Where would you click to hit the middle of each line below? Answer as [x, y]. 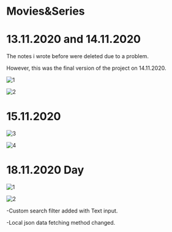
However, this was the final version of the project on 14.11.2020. [86, 68]
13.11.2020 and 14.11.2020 [73, 39]
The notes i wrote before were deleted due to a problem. [77, 56]
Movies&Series [46, 11]
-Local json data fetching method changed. [61, 223]
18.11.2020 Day [45, 170]
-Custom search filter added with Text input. [62, 211]
